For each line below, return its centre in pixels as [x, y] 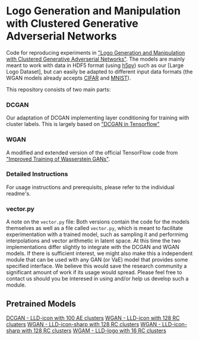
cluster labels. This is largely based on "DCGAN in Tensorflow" [83, 124]
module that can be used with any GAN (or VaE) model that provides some [97, 260]
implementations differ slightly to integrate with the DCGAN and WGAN [93, 247]
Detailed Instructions [37, 174]
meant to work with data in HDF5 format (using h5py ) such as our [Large [95, 65]
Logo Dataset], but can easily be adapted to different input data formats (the [99, 71]
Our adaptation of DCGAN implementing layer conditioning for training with [98, 118]
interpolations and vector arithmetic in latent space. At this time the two [94, 241]
